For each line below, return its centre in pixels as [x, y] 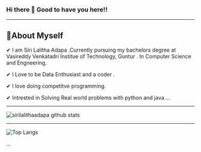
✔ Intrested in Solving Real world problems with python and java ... [88, 98]
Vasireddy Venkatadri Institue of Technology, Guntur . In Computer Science [99, 56]
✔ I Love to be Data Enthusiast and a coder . [61, 74]
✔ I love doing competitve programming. [56, 86]
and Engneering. [27, 63]
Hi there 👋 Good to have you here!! [57, 10]
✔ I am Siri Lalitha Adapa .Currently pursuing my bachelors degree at [91, 50]
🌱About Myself [35, 35]
